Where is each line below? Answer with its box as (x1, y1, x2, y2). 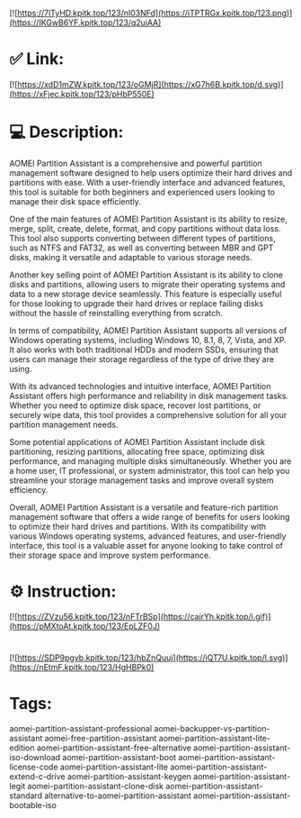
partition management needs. (9, 419, 119, 430)
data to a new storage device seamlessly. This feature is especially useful (9, 288, 282, 299)
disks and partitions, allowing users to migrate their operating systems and (9, 278, 286, 289)
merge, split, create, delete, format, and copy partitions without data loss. (9, 223, 281, 233)
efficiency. (9, 484, 49, 495)
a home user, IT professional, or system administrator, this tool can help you (9, 465, 290, 476)
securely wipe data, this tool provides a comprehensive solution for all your (9, 409, 288, 420)
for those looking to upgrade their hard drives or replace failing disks (9, 297, 263, 309)
